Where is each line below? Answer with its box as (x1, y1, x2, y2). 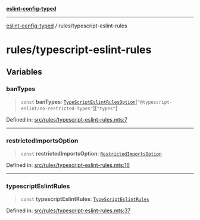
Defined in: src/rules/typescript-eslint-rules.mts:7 (6, 116, 128, 123)
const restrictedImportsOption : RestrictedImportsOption (20, 150, 162, 157)
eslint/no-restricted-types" (20, 106, 93, 111)
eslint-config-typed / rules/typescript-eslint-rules (6, 22, 127, 29)
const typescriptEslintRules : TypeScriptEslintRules (20, 196, 150, 203)
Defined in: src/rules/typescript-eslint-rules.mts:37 (6, 207, 131, 214)
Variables (6, 67, 43, 77)
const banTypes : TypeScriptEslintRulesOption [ (20, 98, 138, 105)
